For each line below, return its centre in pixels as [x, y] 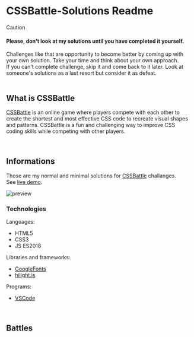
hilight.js [25, 275]
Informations [31, 161]
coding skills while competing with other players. [66, 131]
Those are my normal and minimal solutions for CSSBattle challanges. [91, 176]
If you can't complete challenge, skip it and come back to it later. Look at [95, 67]
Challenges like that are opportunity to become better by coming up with [95, 54]
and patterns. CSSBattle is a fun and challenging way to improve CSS [91, 125]
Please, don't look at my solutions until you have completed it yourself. [95, 41]
